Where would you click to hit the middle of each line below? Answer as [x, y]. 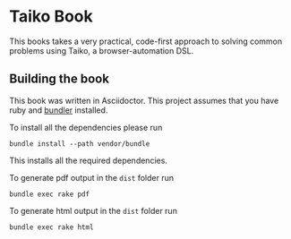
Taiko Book [51, 17]
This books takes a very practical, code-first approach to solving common [146, 41]
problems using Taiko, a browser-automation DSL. [102, 50]
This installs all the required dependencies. [89, 160]
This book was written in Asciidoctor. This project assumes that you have [144, 100]
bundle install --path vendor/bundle [80, 144]
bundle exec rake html [51, 227]
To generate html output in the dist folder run [93, 210]
